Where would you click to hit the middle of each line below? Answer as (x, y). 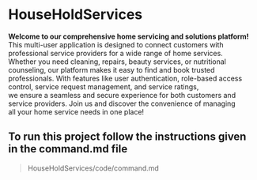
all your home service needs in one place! (76, 111)
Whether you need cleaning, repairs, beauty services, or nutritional (117, 62)
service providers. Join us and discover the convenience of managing (122, 103)
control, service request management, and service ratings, (104, 86)
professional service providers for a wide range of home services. (115, 53)
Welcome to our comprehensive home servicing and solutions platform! (128, 36)
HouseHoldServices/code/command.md (93, 168)
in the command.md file (68, 149)
